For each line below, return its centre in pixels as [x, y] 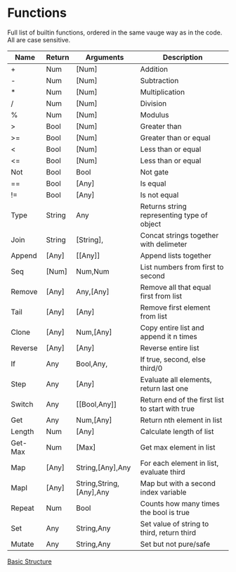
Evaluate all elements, [176, 379]
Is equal [153, 183]
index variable [163, 492]
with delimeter [164, 244]
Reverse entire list [170, 348]
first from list [161, 295]
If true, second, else [173, 359]
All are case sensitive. [39, 39]
